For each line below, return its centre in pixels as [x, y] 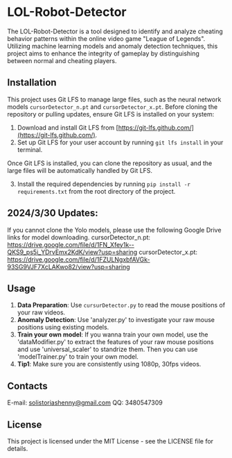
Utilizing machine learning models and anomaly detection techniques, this [113, 46]
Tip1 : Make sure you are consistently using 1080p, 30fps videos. [109, 364]
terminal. [30, 149]
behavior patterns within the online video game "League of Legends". [106, 38]
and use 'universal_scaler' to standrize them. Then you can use [107, 349]
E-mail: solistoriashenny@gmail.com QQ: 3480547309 [85, 402]
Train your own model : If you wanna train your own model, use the [113, 334]
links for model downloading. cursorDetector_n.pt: [79, 237]
